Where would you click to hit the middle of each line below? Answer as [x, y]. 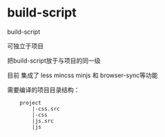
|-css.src [46, 109]
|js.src [43, 121]
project [30, 103]
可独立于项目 [25, 45]
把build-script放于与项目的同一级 [54, 61]
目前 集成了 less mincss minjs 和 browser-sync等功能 [82, 75]
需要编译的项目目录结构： [43, 89]
